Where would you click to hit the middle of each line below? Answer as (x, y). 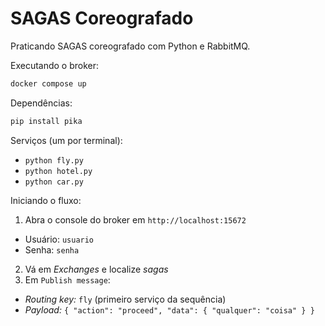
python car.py (54, 182)
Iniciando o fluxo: (46, 200)
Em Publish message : (67, 279)
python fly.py (54, 160)
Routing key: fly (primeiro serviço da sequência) (125, 299)
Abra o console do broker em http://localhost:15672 (135, 219)
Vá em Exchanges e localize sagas (96, 269)
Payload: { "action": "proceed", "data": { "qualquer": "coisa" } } (169, 309)
